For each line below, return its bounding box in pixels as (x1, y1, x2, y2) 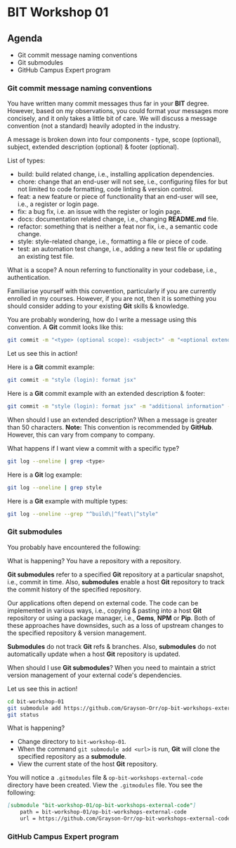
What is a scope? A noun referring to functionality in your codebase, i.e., (7, 266, 217, 274)
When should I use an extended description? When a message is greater (7, 416, 218, 424)
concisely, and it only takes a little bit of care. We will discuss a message (7, 114, 218, 123)
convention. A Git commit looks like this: (7, 323, 124, 331)
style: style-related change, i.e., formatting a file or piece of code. (17, 237, 209, 246)
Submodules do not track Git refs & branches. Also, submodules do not (7, 642, 216, 650)
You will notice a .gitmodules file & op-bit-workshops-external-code (7, 773, 204, 782)
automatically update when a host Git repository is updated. (7, 650, 181, 658)
